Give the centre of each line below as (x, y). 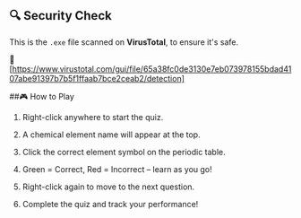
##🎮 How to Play (42, 96)
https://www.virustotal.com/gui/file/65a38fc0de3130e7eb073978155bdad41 (152, 69)
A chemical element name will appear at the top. (111, 135)
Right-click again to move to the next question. (108, 187)
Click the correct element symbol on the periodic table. (124, 152)
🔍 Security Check (60, 16)
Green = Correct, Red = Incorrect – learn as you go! (117, 169)
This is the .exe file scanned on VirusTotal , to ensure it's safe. (124, 42)
